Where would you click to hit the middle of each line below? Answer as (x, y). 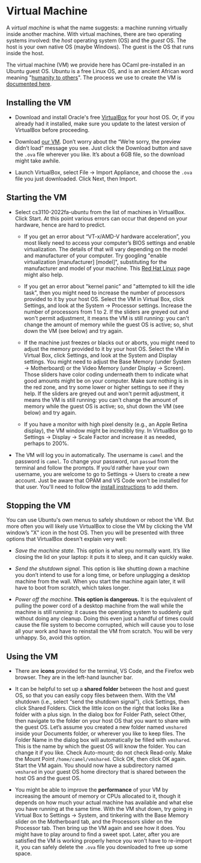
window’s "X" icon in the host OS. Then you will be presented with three (95, 533)
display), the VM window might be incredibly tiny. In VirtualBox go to (108, 431)
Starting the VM (37, 198)
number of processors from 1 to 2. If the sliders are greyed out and (106, 312)
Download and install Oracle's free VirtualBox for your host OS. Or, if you (105, 117)
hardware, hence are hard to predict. (60, 225)
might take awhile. (37, 161)
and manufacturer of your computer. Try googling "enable (95, 255)
